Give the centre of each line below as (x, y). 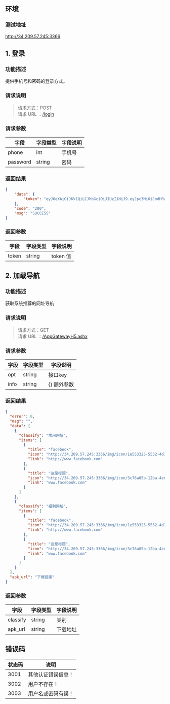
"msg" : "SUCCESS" (33, 213)
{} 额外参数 (61, 384)
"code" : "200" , (30, 208)
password (19, 162)
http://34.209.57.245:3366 (33, 36)
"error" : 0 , (23, 417)
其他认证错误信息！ (51, 675)
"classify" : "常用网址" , (43, 435)
